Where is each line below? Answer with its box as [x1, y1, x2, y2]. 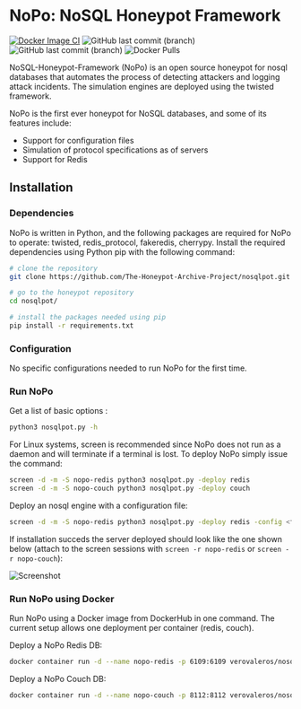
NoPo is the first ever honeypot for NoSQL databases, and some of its [9, 108, 267, 118]
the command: [9, 459, 63, 469]
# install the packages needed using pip [9, 313, 167, 322]
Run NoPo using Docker [9, 592, 115, 605]
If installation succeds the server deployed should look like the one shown [9, 533, 282, 544]
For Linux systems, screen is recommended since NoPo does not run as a [9, 439, 281, 450]
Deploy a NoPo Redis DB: [9, 640, 103, 651]
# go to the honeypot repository [9, 288, 134, 297]
